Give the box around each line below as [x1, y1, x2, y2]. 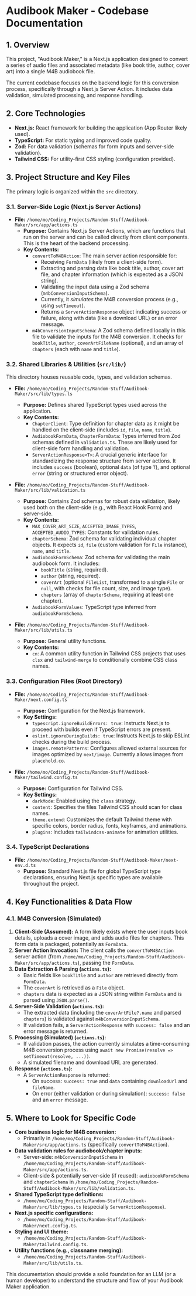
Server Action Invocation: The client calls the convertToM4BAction [14, 947, 174, 954]
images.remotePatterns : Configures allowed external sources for [32, 744, 187, 751]
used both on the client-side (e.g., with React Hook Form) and [23, 504, 173, 511]
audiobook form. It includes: [32, 560, 100, 567]
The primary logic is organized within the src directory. [6, 188, 139, 195]
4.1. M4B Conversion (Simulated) [6, 914, 101, 923]
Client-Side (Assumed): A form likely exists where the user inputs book [14, 928, 188, 935]
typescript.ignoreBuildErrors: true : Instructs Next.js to [32, 719, 170, 726]
